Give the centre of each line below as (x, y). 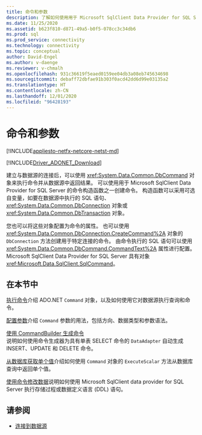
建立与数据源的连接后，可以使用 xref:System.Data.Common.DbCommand (97, 175)
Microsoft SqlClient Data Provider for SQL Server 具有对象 (78, 256)
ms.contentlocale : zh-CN (37, 91)
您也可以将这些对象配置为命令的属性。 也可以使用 (68, 226)
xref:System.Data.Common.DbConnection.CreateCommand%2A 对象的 (95, 233)
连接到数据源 (31, 426)
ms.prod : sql (23, 34)
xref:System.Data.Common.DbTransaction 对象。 (67, 213)
